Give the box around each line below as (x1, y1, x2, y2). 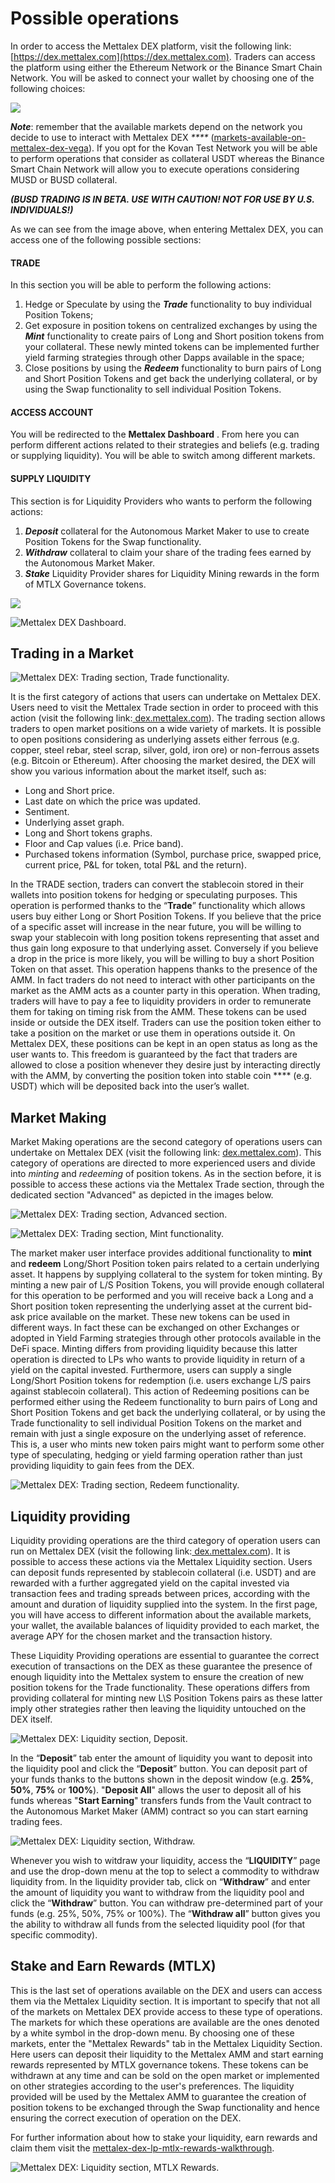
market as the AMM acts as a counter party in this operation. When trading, (10, 985, 321, 997)
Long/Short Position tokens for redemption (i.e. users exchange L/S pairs (10, 1375, 312, 1387)
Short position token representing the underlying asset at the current (10, 1300, 293, 1312)
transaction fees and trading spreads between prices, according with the (10, 1587, 311, 1599)
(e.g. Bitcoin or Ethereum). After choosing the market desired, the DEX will (10, 755, 316, 767)
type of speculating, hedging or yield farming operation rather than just (10, 1449, 303, 1461)
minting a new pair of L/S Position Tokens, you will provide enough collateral (10, 1279, 325, 1291)
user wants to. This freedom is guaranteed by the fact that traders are (10, 1048, 298, 1061)
